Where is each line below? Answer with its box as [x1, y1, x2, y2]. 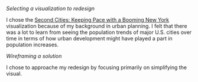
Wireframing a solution [6, 53, 62, 59]
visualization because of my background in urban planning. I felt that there [6, 23, 187, 29]
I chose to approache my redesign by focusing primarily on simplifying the [6, 64, 187, 71]
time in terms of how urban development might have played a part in [6, 35, 173, 42]
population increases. [6, 41, 59, 48]
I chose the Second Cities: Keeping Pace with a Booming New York [6, 16, 170, 23]
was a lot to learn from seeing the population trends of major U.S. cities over [6, 29, 192, 36]
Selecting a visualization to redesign [6, 5, 95, 12]
